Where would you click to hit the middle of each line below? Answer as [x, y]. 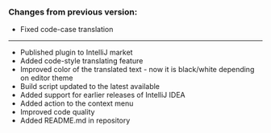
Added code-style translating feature [81, 61]
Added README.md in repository [75, 121]
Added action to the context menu [77, 103]
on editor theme [47, 78]
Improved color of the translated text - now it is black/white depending [137, 70]
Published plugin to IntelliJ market [76, 52]
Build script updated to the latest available [90, 87]
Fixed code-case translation [67, 30]
